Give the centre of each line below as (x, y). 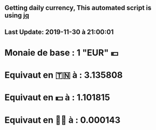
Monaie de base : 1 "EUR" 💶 (62, 52)
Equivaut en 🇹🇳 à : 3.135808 (64, 75)
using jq (17, 16)
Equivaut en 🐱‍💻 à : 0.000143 (62, 120)
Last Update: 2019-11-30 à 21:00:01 (59, 32)
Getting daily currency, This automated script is (78, 8)
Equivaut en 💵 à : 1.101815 (57, 97)
